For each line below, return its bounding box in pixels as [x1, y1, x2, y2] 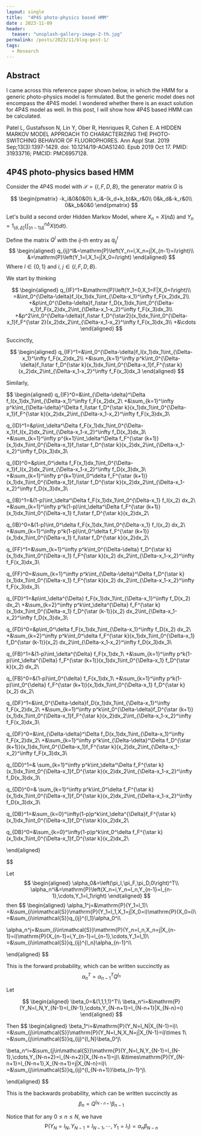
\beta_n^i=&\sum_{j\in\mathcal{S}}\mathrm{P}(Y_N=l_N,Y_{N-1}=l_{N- [6, 1047, 181, 1054]
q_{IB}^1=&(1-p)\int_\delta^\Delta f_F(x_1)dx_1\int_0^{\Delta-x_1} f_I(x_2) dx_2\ [6, 496, 196, 504]
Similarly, [6, 379, 29, 387]
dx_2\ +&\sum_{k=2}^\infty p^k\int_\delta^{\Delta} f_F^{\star [6, 602, 154, 609]
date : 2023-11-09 [6, 20, 52, 26]
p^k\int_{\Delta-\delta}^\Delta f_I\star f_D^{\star [6, 404, 124, 411]
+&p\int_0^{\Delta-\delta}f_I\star [28, 300, 108, 307]
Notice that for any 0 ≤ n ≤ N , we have [6, 1112, 103, 1120]
